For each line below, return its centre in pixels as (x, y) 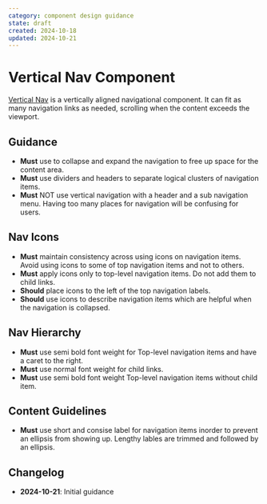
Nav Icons (34, 237)
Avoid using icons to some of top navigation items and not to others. (132, 265)
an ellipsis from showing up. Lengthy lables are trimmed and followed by (139, 439)
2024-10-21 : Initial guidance (67, 492)
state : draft (30, 23)
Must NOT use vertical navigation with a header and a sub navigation (134, 195)
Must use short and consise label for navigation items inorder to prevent (139, 430)
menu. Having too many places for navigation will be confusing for (129, 204)
